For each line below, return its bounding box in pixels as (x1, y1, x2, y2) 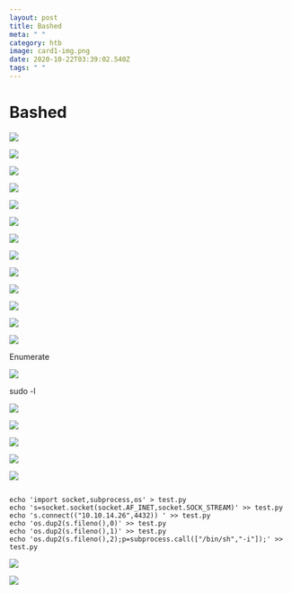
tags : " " (9, 64, 47, 73)
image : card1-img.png (9, 47, 91, 56)
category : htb (9, 38, 63, 48)
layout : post (9, 13, 58, 22)
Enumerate (9, 351, 50, 362)
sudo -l (9, 385, 36, 396)
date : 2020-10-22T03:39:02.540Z (9, 55, 130, 64)
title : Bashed (9, 22, 63, 31)
